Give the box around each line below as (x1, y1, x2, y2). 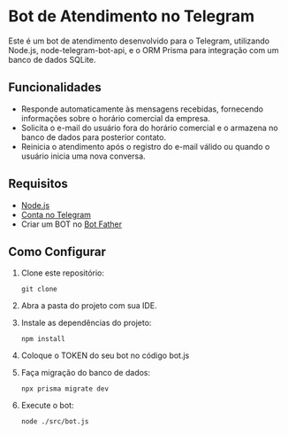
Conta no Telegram (20, 209, 92, 220)
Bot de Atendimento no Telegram (8, 6, 255, 27)
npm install (20, 335, 65, 344)
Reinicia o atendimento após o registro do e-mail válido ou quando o (20, 141, 270, 151)
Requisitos (8, 176, 68, 191)
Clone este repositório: (20, 268, 105, 278)
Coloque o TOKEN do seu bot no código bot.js (20, 350, 190, 361)
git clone (20, 285, 58, 294)
